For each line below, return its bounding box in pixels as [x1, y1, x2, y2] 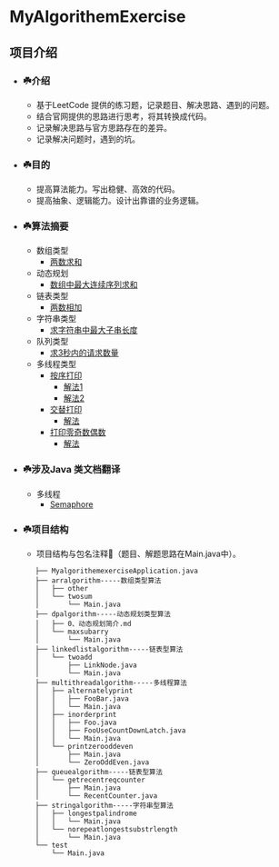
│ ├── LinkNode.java [35, 661, 138, 670]
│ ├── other [35, 584, 89, 593]
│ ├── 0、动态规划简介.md [35, 620, 132, 629]
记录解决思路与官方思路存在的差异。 [35, 122, 173, 133]
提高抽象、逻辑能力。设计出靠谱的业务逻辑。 [35, 195, 204, 206]
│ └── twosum [35, 593, 93, 602]
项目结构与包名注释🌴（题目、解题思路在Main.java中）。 [35, 548, 241, 560]
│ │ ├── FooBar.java [35, 694, 129, 703]
